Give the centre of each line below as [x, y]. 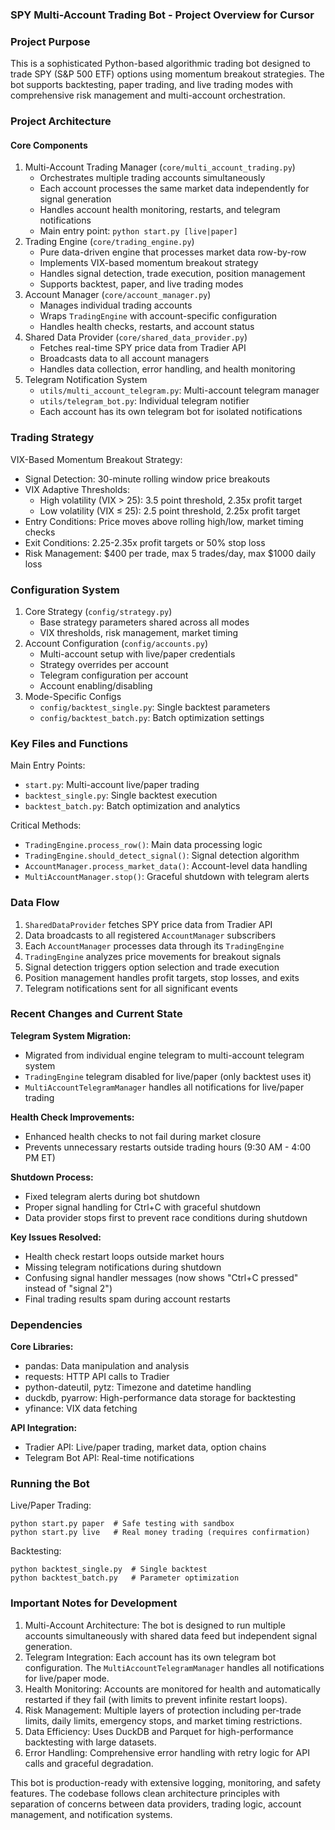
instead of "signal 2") [68, 1288]
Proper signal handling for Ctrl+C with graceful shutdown [143, 1207]
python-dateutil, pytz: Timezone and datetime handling [138, 1387]
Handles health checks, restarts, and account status [147, 327]
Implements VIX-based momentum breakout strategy [149, 263]
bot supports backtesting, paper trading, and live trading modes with [152, 85]
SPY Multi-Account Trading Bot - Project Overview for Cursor [162, 15]
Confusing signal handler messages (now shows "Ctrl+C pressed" [161, 1277]
